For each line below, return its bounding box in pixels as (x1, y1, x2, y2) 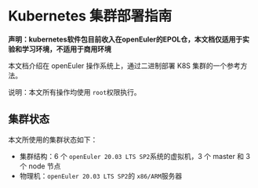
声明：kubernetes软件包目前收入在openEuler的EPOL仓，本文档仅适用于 (8, 34, 243, 44)
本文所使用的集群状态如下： (8, 135, 98, 144)
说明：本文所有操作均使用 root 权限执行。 (8, 87, 141, 96)
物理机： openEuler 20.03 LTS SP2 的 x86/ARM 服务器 (19, 171, 183, 180)
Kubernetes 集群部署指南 (8, 7, 173, 25)
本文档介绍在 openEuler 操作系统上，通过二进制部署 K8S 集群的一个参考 (8, 60, 241, 70)
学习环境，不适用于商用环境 (21, 44, 111, 53)
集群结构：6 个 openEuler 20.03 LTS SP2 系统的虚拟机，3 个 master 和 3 (19, 151, 251, 161)
